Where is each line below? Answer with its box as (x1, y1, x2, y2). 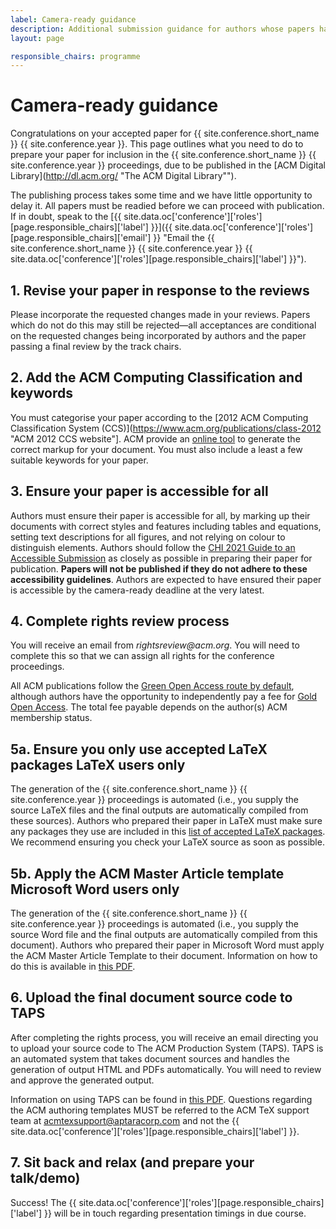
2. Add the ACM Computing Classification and (10, 369, 303, 386)
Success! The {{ (10, 1196, 77, 1208)
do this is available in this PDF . (10, 961, 136, 973)
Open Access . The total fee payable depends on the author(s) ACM (10, 701, 288, 713)
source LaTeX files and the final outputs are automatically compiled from (10, 804, 309, 816)
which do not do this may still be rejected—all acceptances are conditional (10, 319, 317, 331)
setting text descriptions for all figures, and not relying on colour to (10, 531, 286, 543)
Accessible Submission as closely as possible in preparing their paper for (10, 552, 313, 564)
